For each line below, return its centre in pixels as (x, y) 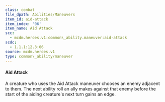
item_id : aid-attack (27, 19)
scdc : (11, 42)
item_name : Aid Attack (29, 28)
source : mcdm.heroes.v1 (30, 51)
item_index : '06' (23, 24)
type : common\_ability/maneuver (39, 56)
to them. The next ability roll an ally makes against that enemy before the (80, 88)
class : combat (20, 10)
